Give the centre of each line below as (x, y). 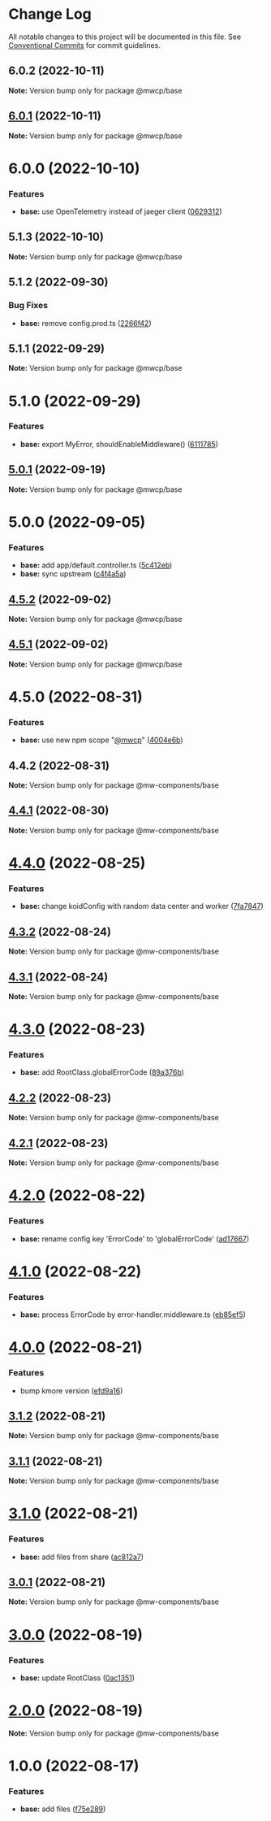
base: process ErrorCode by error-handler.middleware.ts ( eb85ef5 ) (133, 1315)
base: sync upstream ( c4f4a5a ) (73, 574)
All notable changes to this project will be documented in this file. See (125, 37)
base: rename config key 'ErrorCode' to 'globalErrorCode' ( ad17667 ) (135, 1239)
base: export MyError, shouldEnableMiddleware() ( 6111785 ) (119, 444)
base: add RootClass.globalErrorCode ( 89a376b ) (102, 1072)
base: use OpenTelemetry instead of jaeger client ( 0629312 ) (121, 211)
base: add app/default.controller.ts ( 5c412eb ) (96, 565)
